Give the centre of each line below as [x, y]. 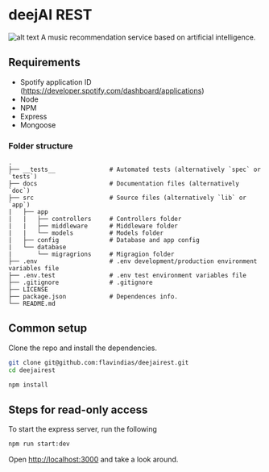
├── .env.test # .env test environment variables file [128, 276]
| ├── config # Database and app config [104, 240]
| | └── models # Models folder [86, 233]
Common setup [48, 328]
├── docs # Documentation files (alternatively [124, 184]
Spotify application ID [56, 81]
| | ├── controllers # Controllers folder [95, 219]
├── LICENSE [28, 290]
